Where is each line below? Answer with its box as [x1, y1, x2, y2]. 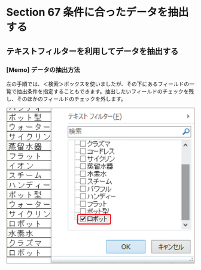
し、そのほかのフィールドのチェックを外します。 [6, 95, 127, 102]
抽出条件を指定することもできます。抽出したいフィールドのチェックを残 [16, 87, 194, 95]
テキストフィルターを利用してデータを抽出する [6, 46, 179, 56]
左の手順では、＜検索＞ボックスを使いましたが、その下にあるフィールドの [6, 80, 190, 87]
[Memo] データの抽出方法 [6, 65, 81, 74]
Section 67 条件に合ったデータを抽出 [6, 5, 189, 19]
